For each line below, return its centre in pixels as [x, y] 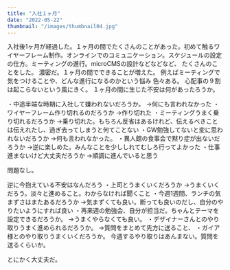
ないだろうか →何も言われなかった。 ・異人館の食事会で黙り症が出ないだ [116, 139]
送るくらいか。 [28, 245]
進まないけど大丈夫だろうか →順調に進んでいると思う [83, 156]
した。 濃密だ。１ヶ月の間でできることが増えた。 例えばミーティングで [120, 72]
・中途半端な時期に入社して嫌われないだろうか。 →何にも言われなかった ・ [113, 104]
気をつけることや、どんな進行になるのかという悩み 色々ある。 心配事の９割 [114, 81]
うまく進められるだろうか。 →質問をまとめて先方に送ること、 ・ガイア [119, 228]
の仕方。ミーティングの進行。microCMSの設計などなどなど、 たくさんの [110, 64]
